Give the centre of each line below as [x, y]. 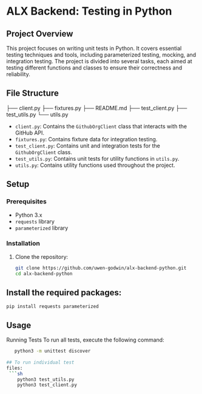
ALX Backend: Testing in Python [89, 11]
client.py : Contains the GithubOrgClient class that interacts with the [101, 126]
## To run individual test [40, 362]
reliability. [18, 74]
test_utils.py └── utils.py [37, 114]
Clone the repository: [42, 256]
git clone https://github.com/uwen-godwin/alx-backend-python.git [101, 268]
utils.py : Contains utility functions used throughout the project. [95, 165]
